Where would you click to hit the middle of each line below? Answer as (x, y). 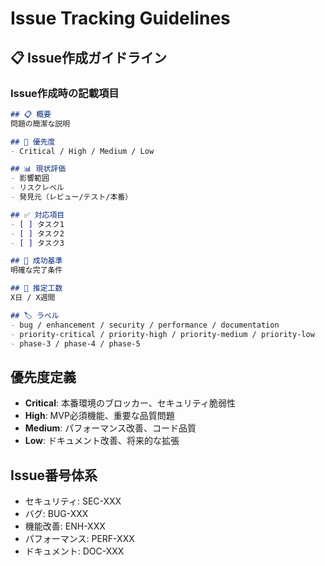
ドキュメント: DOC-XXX (74, 551)
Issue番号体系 (54, 475)
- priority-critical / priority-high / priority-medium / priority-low (162, 334)
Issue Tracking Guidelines (120, 18)
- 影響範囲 (30, 178)
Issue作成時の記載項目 (65, 93)
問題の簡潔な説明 (40, 123)
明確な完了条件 (36, 270)
